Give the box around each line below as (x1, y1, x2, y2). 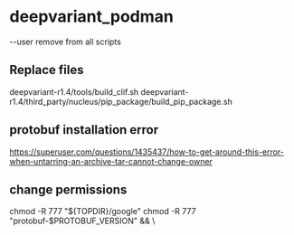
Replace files (9, 62, 84, 78)
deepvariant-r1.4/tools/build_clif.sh (9, 86, 139, 97)
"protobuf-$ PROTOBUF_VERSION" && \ (9, 215, 156, 227)
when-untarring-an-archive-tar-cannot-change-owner (9, 155, 213, 166)
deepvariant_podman (9, 6, 174, 27)
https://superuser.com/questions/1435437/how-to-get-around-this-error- (9, 146, 285, 157)
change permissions (9, 182, 128, 197)
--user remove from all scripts (9, 36, 122, 47)
